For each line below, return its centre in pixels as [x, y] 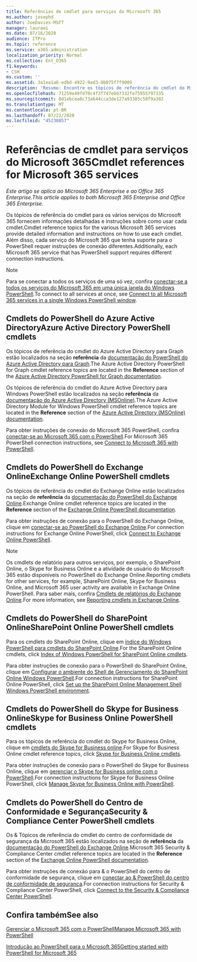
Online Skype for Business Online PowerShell [90, 718]
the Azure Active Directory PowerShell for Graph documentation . [84, 376]
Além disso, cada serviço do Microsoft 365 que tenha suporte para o [89, 240]
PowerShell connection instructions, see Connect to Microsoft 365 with [92, 443]
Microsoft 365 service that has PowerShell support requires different [89, 253]
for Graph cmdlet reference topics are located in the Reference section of [95, 370]
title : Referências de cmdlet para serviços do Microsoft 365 [84, 11]
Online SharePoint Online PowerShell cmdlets [90, 627]
